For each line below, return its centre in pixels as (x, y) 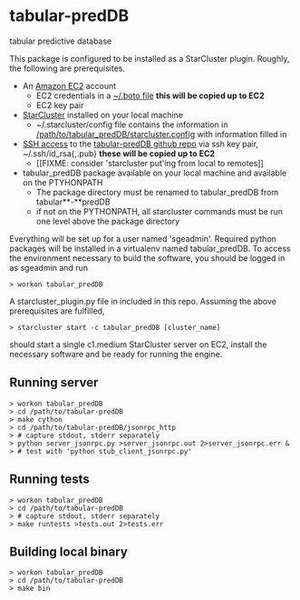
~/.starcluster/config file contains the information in (132, 125)
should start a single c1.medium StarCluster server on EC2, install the (138, 344)
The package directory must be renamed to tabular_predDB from (157, 192)
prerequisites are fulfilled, (57, 311)
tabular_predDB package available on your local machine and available (155, 173)
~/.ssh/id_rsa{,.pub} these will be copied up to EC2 (119, 153)
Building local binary (69, 551)
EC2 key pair (60, 105)
